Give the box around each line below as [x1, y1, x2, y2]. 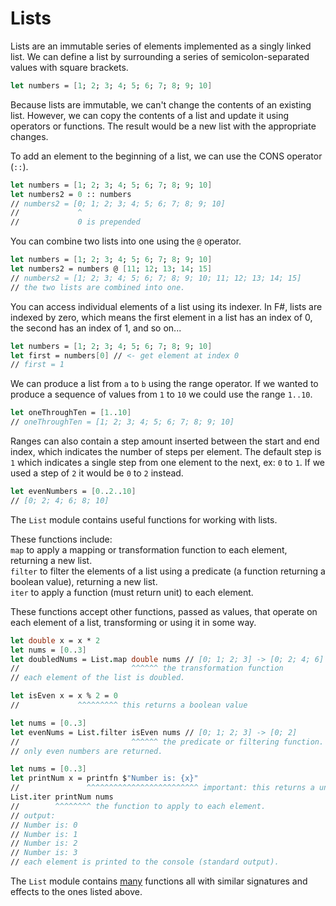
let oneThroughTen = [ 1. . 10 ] [10, 408, 132, 418]
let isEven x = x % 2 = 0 [10, 691, 118, 701]
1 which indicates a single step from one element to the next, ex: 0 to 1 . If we [10, 457, 326, 469]
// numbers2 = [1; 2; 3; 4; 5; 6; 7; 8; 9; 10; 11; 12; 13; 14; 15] [10, 273, 302, 283]
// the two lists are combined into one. [10, 282, 186, 292]
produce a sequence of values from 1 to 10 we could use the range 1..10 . [10, 388, 313, 401]
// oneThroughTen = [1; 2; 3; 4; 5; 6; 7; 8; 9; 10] [10, 417, 235, 427]
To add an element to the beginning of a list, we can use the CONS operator [10, 150, 323, 162]
